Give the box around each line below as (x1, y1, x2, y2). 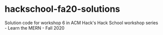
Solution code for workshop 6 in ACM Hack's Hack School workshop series (4, 20, 159, 26)
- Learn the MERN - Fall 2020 (4, 25, 65, 31)
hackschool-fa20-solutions (4, 3, 121, 15)
